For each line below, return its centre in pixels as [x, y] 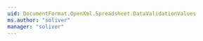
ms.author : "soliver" [39, 20]
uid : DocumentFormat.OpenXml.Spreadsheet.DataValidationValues [102, 14]
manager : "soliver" [36, 26]
